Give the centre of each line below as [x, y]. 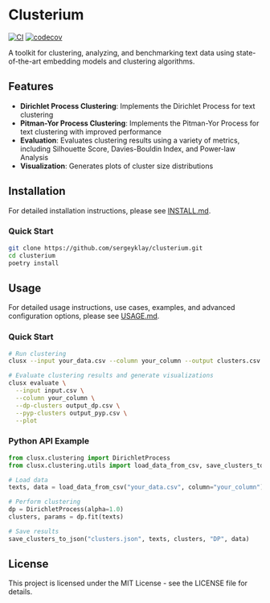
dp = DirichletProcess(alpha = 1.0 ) [66, 510]
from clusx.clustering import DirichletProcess [90, 458]
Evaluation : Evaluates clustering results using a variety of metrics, [130, 140]
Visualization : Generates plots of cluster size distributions [117, 166]
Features [31, 87]
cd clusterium [32, 255]
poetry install [34, 263]
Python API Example [49, 441]
